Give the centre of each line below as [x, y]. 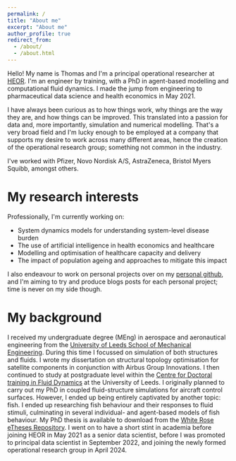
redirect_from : [30, 40]
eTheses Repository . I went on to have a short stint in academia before [110, 427]
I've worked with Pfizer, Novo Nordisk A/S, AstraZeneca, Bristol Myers [109, 161]
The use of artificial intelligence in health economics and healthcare [116, 245]
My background [55, 317]
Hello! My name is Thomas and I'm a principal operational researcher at [111, 73]
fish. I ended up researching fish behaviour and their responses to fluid [110, 404]
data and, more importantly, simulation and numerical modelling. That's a [113, 124]
